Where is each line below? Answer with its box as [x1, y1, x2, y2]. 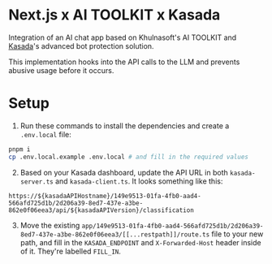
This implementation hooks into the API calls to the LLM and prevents [8, 57, 240, 67]
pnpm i [8, 145, 31, 154]
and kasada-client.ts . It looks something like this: [55, 176, 223, 186]
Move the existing [19, 220, 80, 230]
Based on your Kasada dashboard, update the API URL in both [19, 167, 229, 177]
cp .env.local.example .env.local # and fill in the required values [8, 153, 249, 161]
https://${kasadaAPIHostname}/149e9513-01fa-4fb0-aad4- [8, 192, 201, 200]
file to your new [211, 229, 264, 239]
